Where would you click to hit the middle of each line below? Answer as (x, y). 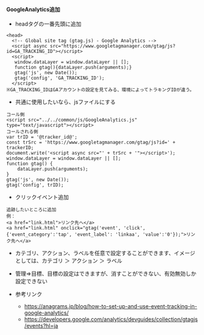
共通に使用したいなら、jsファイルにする (65, 102)
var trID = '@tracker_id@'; (42, 137)
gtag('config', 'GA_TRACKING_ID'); (59, 78)
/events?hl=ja (41, 326)
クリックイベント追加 (42, 197)
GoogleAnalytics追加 (33, 9)
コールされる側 (22, 132)
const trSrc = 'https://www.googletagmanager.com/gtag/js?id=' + (91, 143)
